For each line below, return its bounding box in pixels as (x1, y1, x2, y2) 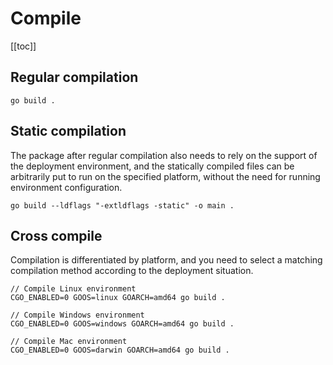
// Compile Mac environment (10, 337, 128, 347)
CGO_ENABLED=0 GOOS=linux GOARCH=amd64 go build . (10, 293, 226, 303)
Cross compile (10, 227, 103, 244)
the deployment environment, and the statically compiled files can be (10, 160, 295, 172)
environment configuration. (10, 181, 123, 193)
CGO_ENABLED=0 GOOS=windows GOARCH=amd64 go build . (10, 319, 235, 329)
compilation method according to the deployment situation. (10, 265, 254, 277)
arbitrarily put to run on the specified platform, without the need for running (10, 170, 321, 182)
